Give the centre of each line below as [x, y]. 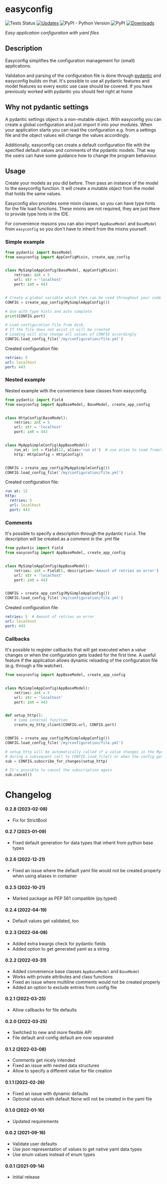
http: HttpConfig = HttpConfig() [49, 454]
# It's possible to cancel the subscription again [59, 770]
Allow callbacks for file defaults [44, 1010]
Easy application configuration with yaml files [52, 32]
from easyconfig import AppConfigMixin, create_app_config [68, 257]
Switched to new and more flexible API [52, 1033]
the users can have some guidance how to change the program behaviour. [82, 155]
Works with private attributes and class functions [62, 977]
